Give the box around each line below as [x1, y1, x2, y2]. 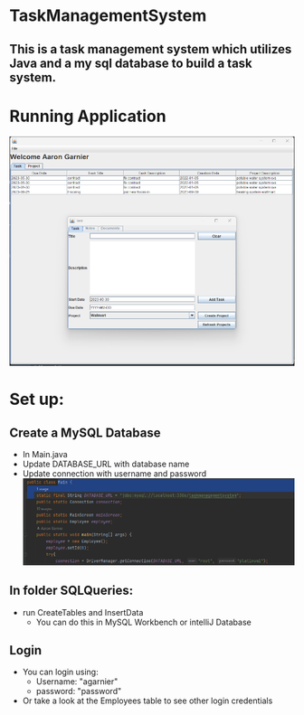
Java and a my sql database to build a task [9, 55, 253, 71]
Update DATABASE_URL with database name [22, 458, 190, 470]
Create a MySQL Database [9, 425, 161, 440]
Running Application [9, 106, 166, 127]
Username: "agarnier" [35, 676, 119, 687]
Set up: [9, 390, 65, 409]
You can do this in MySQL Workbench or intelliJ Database [35, 616, 252, 627]
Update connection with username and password [22, 468, 207, 479]
